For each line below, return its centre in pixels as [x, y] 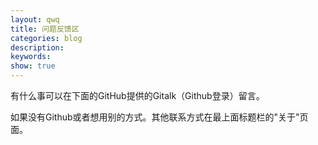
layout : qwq [35, 19]
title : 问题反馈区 [45, 29]
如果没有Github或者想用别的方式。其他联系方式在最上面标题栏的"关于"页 [159, 117]
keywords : [31, 57]
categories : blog [46, 38]
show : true [33, 66]
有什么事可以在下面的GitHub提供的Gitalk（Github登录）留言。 [137, 95]
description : [37, 47]
